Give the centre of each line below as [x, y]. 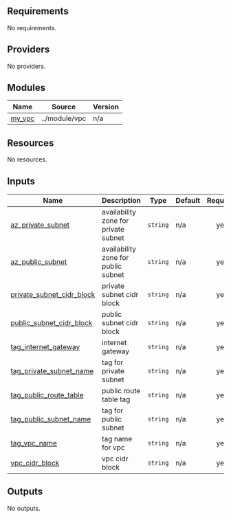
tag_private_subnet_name [52, 371]
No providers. [26, 66]
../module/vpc [64, 118]
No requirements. [32, 27]
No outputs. [24, 508]
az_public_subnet [39, 262]
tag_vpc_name [34, 443]
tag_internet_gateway [45, 347]
